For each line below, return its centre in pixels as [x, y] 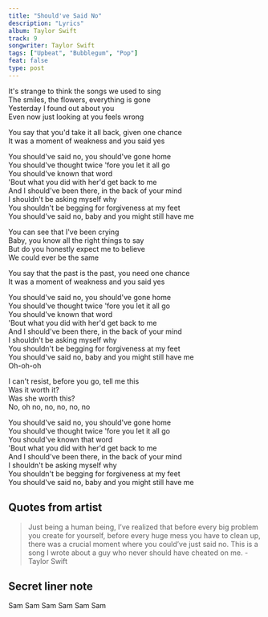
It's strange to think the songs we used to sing [85, 91]
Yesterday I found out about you [61, 108]
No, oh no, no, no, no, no [49, 406]
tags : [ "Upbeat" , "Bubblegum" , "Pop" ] [73, 53]
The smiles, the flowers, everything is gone [79, 99]
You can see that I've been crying [64, 232]
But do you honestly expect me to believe [77, 249]
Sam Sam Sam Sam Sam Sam [57, 606]
